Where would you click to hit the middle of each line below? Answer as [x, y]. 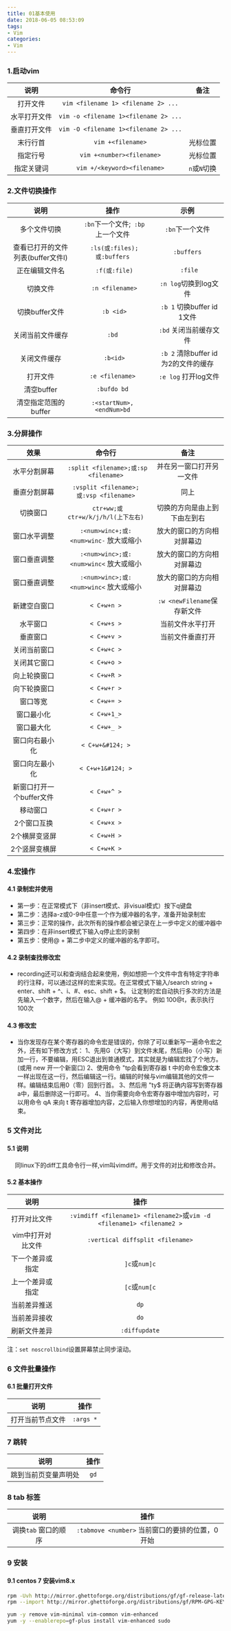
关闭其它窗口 [34, 663]
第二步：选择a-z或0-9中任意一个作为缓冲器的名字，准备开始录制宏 [111, 914]
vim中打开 [28, 1235]
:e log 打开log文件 [189, 377]
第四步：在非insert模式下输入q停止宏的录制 [78, 932]
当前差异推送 [32, 1305]
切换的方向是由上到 [188, 508]
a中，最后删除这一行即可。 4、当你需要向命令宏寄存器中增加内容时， [115, 1094]
